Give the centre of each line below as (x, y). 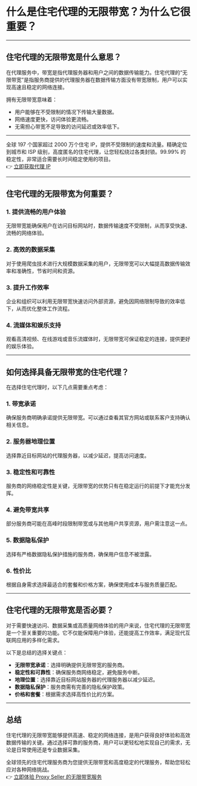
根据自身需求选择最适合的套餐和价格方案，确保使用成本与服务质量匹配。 (93, 584)
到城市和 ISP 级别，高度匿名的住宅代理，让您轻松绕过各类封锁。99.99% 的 (96, 151)
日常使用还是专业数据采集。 (49, 750)
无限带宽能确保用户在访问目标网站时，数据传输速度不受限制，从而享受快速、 (98, 226)
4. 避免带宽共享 (28, 509)
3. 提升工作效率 (28, 287)
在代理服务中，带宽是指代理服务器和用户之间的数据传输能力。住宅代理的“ (94, 72)
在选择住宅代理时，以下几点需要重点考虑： (57, 387)
